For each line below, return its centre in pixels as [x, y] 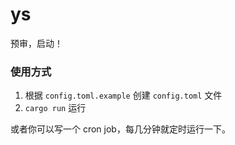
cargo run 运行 [55, 108]
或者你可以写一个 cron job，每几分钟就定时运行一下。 [120, 129]
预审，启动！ [36, 43]
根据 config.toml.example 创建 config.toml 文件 [123, 95]
